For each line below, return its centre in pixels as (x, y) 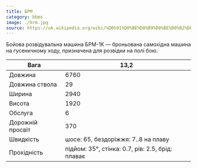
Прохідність (26, 153)
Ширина (21, 94)
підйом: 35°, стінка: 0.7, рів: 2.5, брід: (119, 149)
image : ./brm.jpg (27, 22)
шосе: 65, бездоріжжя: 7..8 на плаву (118, 139)
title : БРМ (19, 11)
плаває (75, 156)
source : (16, 28)
